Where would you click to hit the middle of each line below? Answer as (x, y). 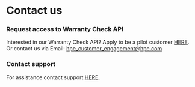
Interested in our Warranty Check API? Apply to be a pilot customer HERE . (98, 42)
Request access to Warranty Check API (65, 29)
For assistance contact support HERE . (53, 77)
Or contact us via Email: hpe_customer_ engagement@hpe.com (84, 49)
